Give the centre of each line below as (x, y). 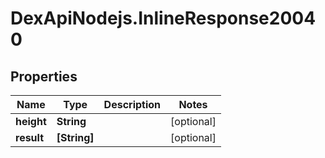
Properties (44, 76)
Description (132, 104)
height (31, 121)
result (30, 137)
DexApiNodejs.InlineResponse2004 (163, 18)
